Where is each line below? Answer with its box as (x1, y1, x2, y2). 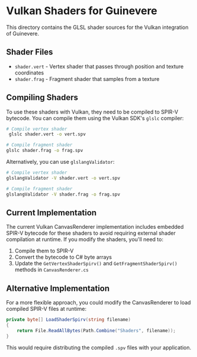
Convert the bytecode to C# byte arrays (14, 254, 112, 261)
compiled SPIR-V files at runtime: (6, 306, 87, 313)
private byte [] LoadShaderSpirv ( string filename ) (6, 317, 131, 323)
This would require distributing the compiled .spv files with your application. (6, 344, 191, 351)
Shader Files (6, 47, 53, 57)
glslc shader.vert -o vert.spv (8, 131, 86, 137)
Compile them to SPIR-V (14, 247, 74, 255)
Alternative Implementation (6, 283, 110, 293)
